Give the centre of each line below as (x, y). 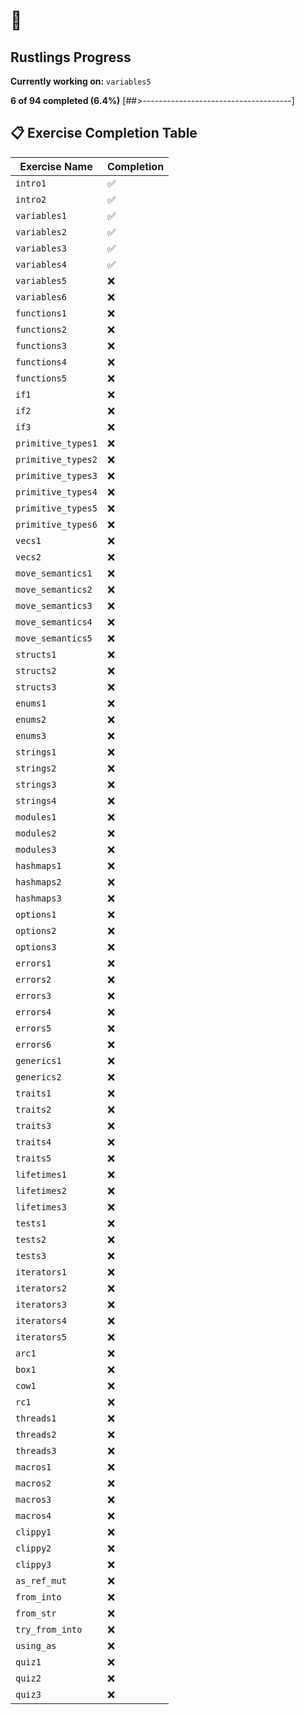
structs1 (36, 654)
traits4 (33, 1142)
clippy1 (33, 1532)
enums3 (31, 735)
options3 (36, 947)
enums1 (31, 703)
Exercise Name (56, 166)
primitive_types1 (56, 443)
